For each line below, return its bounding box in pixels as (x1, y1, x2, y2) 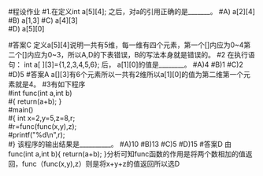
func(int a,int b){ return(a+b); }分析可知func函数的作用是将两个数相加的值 (8, 149, 246, 159)
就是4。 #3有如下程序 (14, 79, 86, 89)
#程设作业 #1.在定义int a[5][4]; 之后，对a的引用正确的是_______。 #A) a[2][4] (8, 7, 256, 16)
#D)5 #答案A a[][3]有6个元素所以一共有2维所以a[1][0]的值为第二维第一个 (8, 70, 244, 79)
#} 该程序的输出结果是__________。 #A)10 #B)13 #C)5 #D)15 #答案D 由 (8, 140, 232, 148)
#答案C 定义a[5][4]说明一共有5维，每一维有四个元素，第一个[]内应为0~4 (8, 40, 244, 49)
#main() (8, 105, 34, 114)
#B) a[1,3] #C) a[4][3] (8, 16, 79, 25)
